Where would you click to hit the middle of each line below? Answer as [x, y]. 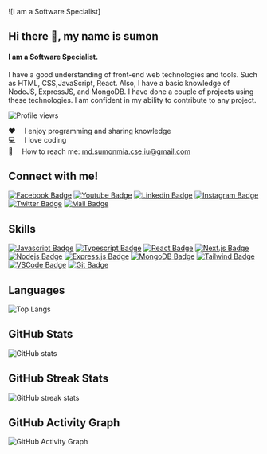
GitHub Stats [41, 334]
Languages [37, 290]
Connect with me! [53, 176]
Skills [22, 229]
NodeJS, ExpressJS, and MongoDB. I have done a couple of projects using [131, 92]
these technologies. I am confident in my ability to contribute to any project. [132, 100]
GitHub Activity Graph [64, 423]
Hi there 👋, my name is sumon [84, 36]
